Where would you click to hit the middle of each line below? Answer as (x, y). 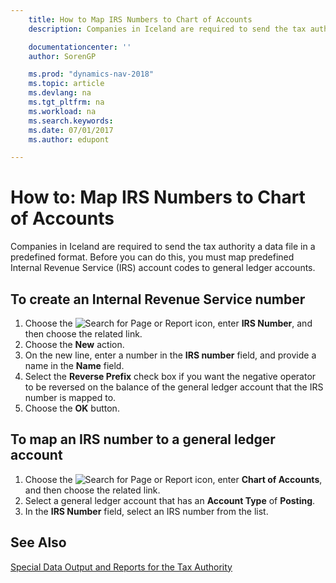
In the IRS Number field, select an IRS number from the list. (146, 511)
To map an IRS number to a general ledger (143, 439)
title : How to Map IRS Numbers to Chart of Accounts (140, 19)
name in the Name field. (74, 365)
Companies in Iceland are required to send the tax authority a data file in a (163, 247)
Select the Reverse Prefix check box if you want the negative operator (170, 376)
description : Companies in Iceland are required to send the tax (167, 29)
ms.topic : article (66, 84)
